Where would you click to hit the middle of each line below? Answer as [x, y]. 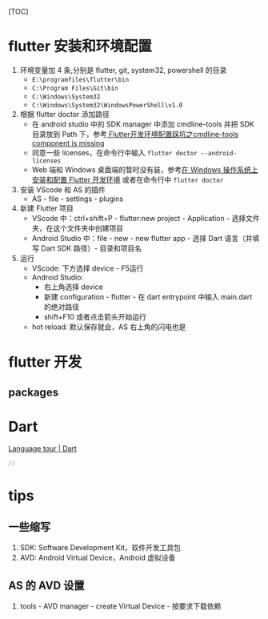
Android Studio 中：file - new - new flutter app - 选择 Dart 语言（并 [142, 238]
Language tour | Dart [43, 448]
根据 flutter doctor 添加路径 [64, 114]
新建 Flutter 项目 [47, 208]
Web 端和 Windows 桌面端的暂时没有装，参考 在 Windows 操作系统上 [145, 169]
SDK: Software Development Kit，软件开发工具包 [100, 548]
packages [33, 392]
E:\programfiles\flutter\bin [80, 79]
